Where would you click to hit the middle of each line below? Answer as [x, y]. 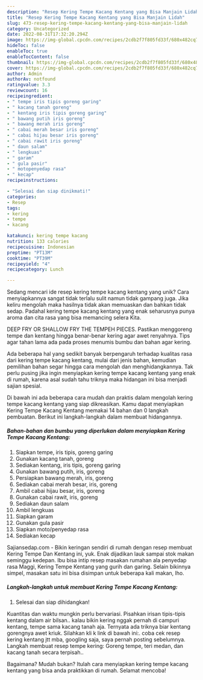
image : [15, 40]
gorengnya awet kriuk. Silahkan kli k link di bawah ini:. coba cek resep [94, 633]
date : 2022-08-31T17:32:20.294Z [47, 34]
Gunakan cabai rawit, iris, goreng [57, 497]
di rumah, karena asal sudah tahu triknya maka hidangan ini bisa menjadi [97, 380]
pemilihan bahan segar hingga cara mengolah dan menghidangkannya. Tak [100, 367]
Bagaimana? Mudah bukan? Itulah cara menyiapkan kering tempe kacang [98, 664]
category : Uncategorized [38, 29]
